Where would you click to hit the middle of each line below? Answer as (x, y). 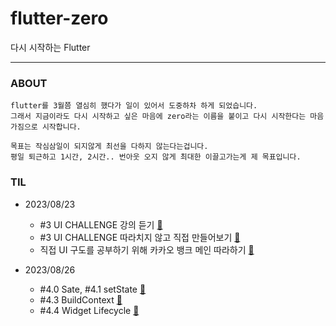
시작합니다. (61, 127)
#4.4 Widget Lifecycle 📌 (89, 310)
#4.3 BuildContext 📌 (81, 299)
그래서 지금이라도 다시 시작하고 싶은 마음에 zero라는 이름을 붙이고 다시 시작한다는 (158, 117)
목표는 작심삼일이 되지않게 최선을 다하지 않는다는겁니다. (109, 147)
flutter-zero (59, 18)
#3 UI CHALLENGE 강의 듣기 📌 (101, 224)
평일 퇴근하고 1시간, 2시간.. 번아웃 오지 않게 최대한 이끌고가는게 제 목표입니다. (156, 157)
